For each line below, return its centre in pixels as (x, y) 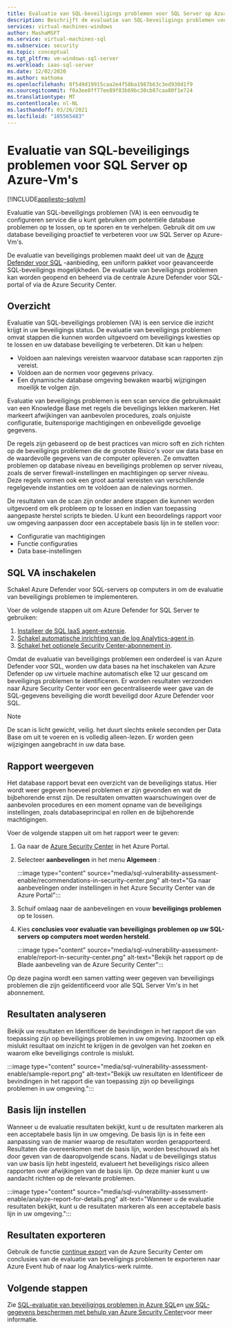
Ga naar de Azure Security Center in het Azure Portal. (94, 846)
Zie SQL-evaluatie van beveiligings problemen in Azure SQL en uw (101, 1305)
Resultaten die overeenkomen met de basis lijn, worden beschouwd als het (114, 1149)
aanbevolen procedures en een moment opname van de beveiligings (105, 805)
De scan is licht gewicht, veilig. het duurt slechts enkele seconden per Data (114, 730)
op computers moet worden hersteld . (96, 936)
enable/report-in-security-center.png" (71, 957)
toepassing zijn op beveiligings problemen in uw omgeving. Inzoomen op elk (116, 1038)
